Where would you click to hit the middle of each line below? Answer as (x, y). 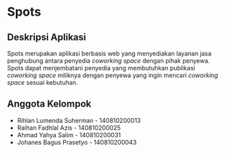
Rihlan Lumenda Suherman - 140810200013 (79, 120)
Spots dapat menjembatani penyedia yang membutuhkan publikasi (101, 68)
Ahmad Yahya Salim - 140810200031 (69, 135)
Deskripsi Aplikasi (47, 37)
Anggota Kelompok (49, 104)
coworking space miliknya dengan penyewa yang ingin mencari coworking (113, 75)
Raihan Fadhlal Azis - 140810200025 (69, 128)
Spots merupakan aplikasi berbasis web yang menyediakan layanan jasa (109, 53)
